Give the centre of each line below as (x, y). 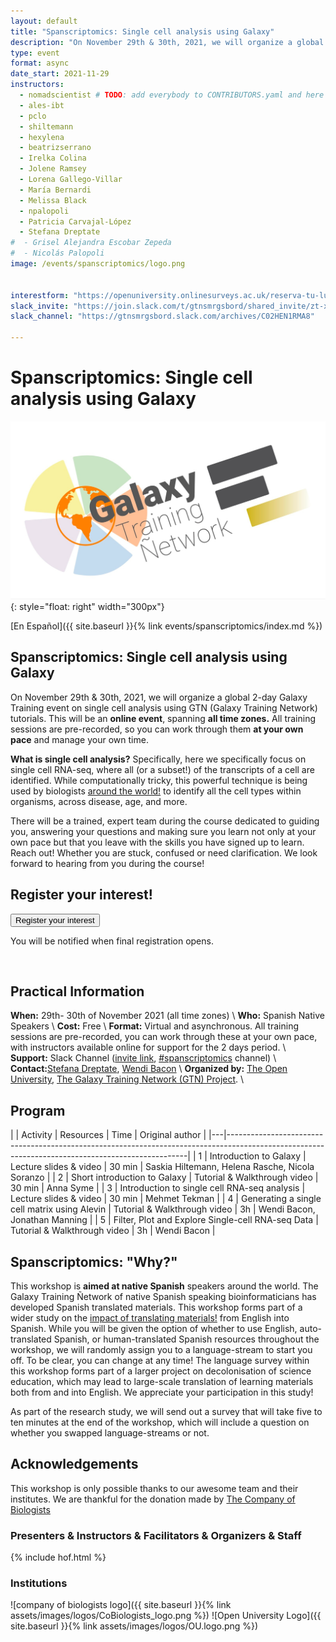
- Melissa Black (53, 200)
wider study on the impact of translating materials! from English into (150, 1317)
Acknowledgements (74, 1464)
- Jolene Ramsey (53, 169)
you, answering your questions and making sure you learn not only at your (163, 831)
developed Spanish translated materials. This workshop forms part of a (156, 1307)
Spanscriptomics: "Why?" (94, 1261)
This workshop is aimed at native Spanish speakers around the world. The (164, 1286)
